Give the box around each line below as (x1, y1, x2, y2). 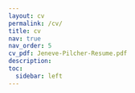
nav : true (8, 34, 42, 43)
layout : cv (8, 11, 45, 20)
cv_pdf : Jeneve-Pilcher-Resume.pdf (8, 49, 128, 57)
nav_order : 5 (8, 42, 52, 50)
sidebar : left (15, 72, 63, 80)
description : (8, 57, 52, 66)
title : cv (8, 27, 42, 35)
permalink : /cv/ (8, 19, 63, 27)
